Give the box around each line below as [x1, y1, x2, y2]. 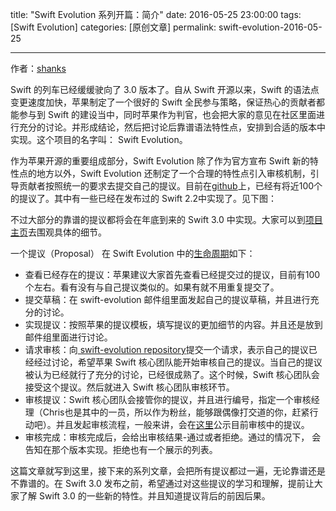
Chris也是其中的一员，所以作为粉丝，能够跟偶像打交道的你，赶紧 [42, 406, 310, 418]
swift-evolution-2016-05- [218, 21, 323, 33]
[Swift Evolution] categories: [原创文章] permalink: [10, 21, 217, 33]
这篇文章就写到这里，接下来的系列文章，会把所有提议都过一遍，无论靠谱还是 [10, 465, 326, 477]
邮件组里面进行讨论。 [24, 331, 113, 343]
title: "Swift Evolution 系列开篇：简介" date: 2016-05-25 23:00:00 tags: [10, 9, 302, 20]
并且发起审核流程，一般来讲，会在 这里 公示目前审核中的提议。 [55, 419, 310, 430]
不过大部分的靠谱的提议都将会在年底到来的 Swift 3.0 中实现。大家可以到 [10, 214, 306, 225]
